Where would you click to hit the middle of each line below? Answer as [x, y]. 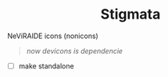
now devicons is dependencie [74, 51]
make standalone [46, 66]
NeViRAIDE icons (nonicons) [53, 36]
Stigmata [130, 14]
